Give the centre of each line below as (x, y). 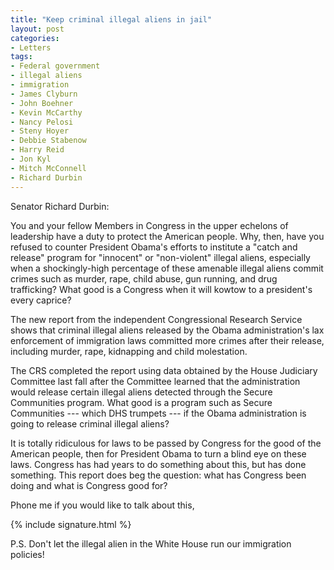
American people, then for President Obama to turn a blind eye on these (158, 453)
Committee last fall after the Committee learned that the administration (155, 381)
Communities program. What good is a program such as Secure (141, 402)
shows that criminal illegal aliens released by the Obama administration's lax (167, 330)
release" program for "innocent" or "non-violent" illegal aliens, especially (160, 257)
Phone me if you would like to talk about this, (102, 505)
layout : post (37, 29)
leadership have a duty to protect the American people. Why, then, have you (167, 236)
